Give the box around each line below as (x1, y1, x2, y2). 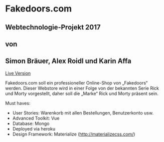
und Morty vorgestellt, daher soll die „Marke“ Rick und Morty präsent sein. (5, 90, 159, 96)
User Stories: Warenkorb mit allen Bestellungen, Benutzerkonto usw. (12, 109, 154, 115)
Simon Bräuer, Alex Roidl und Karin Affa (5, 57, 131, 65)
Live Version (5, 70, 31, 76)
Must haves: (5, 100, 31, 106)
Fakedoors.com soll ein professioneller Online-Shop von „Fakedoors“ (5, 79, 148, 85)
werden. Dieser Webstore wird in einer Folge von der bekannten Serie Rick (5, 85, 159, 91)
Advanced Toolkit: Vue (12, 115, 60, 121)
